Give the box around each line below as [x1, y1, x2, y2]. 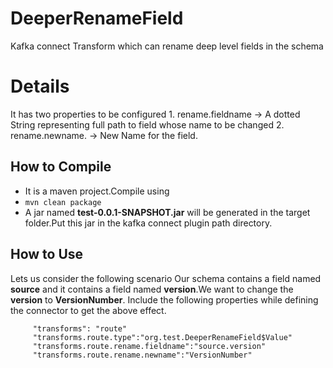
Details [10, 75, 70, 98]
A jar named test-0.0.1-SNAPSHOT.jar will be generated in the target [24, 206, 311, 218]
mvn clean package [24, 197, 102, 207]
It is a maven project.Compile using [24, 185, 170, 197]
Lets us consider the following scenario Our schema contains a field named [10, 272, 322, 284]
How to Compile [10, 158, 112, 176]
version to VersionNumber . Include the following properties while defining [10, 293, 319, 306]
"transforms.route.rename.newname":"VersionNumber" [32, 350, 253, 360]
